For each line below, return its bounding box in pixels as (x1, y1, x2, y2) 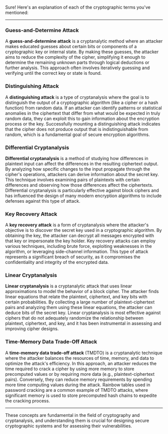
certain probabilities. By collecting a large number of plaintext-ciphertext (5, 299, 155, 305)
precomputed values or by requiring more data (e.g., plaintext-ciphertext (5, 371, 155, 377)
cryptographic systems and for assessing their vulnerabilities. (5, 422, 132, 428)
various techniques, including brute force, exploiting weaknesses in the (5, 243, 152, 249)
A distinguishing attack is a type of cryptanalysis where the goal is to (5, 94, 149, 100)
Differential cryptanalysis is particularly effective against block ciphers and (5, 187, 159, 193)
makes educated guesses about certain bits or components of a (5, 44, 137, 50)
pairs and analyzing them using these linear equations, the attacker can (5, 305, 152, 311)
